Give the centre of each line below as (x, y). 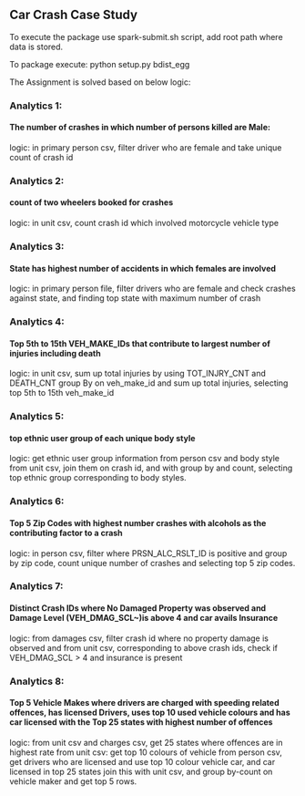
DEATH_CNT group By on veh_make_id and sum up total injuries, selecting (149, 383)
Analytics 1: (36, 106)
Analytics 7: (36, 586)
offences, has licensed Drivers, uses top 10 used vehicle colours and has (150, 713)
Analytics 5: (37, 417)
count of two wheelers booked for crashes (91, 202)
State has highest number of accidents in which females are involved (142, 268)
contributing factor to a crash (66, 532)
